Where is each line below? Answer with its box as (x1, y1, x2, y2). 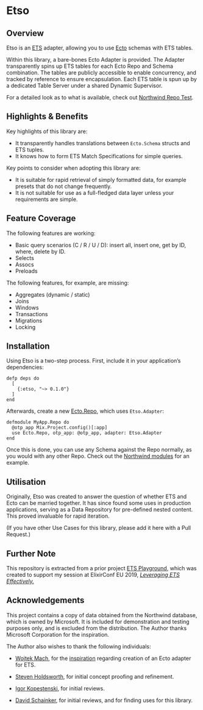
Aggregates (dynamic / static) (15, 291, 90, 298)
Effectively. (6, 578, 35, 585)
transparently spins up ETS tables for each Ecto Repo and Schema (6, 62, 174, 70)
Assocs (15, 261, 35, 268)
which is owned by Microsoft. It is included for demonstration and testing (6, 618, 190, 625)
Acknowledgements (6, 595, 85, 606)
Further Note (6, 548, 56, 559)
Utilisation (6, 477, 46, 487)
